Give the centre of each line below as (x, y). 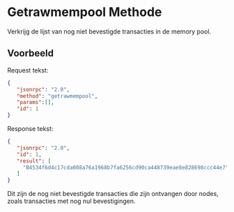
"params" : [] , (35, 103)
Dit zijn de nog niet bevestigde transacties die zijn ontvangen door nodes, (113, 194)
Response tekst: (30, 129)
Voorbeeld (31, 53)
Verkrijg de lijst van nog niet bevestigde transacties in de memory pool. (109, 31)
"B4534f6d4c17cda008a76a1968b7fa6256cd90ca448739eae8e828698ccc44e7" (126, 167)
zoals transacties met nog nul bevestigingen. (71, 201)
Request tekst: (28, 70)
